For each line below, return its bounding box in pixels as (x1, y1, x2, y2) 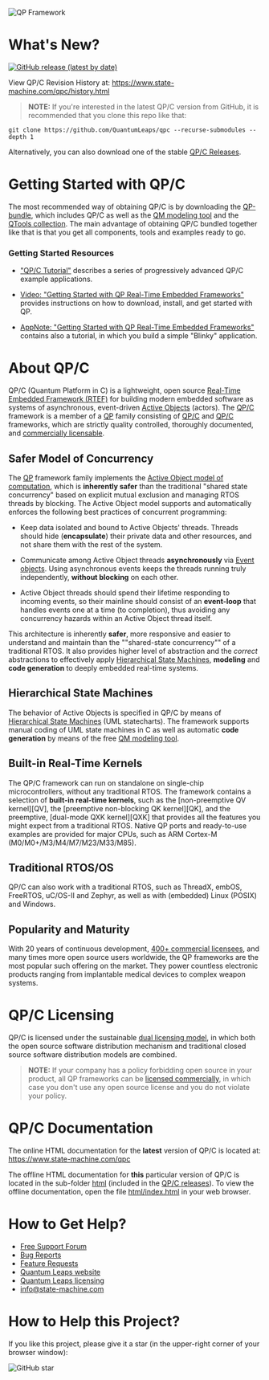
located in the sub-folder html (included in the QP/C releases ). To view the (8, 1178, 255, 1188)
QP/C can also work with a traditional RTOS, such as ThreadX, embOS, (8, 882, 243, 892)
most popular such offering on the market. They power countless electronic (8, 961, 259, 971)
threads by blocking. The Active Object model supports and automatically (8, 498, 252, 508)
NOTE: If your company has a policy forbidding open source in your (27, 1065, 252, 1076)
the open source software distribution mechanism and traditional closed (8, 1041, 247, 1051)
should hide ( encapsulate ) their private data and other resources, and (19, 531, 252, 541)
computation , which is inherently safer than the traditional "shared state (8, 481, 248, 491)
